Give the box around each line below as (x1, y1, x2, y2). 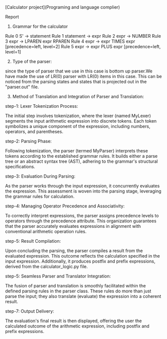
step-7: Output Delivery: (5, 308, 55, 314)
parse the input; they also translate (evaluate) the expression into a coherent (5, 293, 162, 299)
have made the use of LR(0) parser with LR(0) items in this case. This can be (5, 73, 162, 79)
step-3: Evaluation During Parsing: (5, 173, 76, 179)
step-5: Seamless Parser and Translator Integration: (5, 273, 111, 279)
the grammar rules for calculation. (5, 194, 75, 199)
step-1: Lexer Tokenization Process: (5, 103, 79, 109)
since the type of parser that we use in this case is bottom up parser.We (5, 68, 153, 74)
